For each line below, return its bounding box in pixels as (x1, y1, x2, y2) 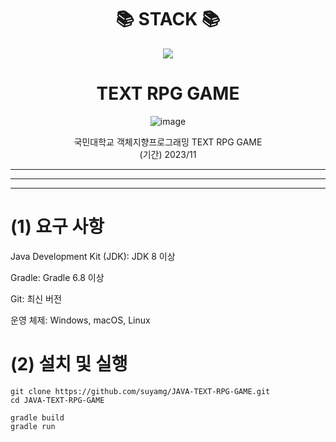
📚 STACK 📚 (115, 8, 221, 31)
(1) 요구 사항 (10, 216, 105, 238)
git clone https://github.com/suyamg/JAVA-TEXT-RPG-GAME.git (10, 386, 271, 396)
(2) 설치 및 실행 (10, 353, 128, 375)
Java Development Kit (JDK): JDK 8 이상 (10, 250, 176, 262)
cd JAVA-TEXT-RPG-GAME (10, 395, 105, 405)
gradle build (10, 412, 65, 423)
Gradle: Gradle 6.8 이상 (10, 271, 105, 283)
